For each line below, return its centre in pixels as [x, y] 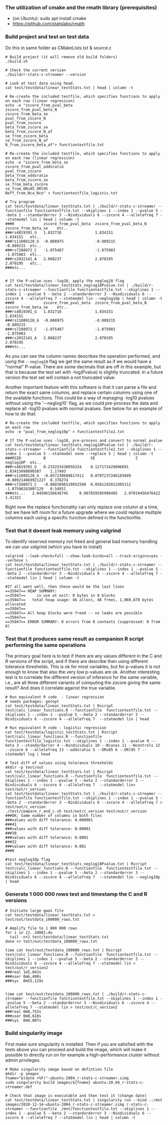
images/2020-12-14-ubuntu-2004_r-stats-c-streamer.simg [65, 1104]
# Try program [20, 202]
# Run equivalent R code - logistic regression [56, 728]
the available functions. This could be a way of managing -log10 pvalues [80, 397]
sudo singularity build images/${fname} [48, 1082]
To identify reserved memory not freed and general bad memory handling [81, 541]
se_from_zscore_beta [27, 136]
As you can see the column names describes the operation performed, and [83, 356]
